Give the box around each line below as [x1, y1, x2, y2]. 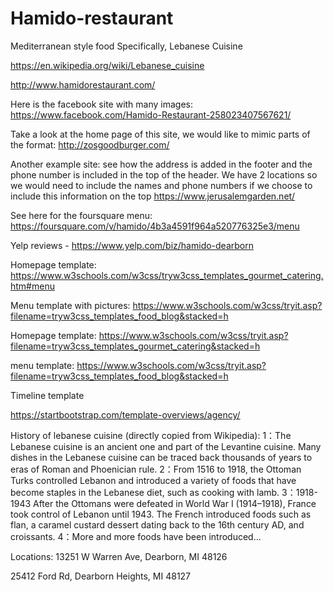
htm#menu [10, 280, 55, 292]
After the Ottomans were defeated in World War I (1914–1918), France [33, 497, 317, 509]
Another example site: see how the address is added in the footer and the [10, 158, 313, 170]
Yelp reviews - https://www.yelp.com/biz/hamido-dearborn [10, 239, 254, 251]
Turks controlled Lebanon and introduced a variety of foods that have [10, 474, 297, 486]
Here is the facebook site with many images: [10, 98, 193, 110]
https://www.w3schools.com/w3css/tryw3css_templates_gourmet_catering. [10, 269, 324, 281]
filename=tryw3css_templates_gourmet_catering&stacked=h [10, 340, 261, 352]
